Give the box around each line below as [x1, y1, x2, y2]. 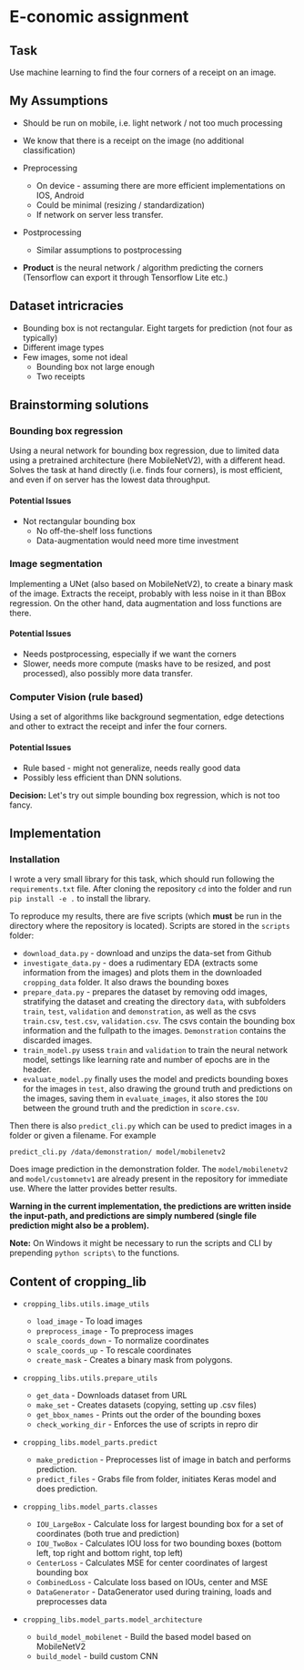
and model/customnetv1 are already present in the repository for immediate [9, 1173, 289, 1184]
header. [22, 1064, 52, 1075]
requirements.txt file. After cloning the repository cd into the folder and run [9, 883, 292, 894]
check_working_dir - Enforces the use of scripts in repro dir [35, 1419, 258, 1430]
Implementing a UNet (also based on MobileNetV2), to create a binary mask [9, 578, 294, 589]
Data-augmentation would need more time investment [35, 535, 239, 546]
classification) [22, 144, 76, 156]
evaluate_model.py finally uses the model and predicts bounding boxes [22, 1074, 289, 1085]
